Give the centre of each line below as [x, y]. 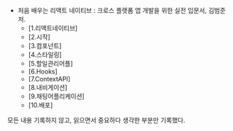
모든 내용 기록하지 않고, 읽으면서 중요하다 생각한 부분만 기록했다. [97, 120]
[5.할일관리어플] [50, 63]
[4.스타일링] [45, 55]
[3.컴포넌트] [45, 46]
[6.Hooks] [43, 72]
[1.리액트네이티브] [53, 28]
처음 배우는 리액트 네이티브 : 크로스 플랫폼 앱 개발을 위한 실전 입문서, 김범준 [121, 10]
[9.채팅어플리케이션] [56, 96]
